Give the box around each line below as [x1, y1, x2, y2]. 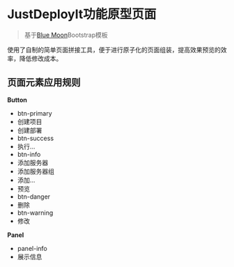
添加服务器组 [17, 167, 54, 175]
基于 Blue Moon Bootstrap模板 [24, 31, 108, 39]
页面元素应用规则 [7, 77, 81, 89]
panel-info [17, 244, 47, 252]
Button [7, 96, 28, 104]
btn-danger [17, 192, 51, 201]
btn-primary [17, 109, 52, 117]
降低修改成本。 [19, 54, 63, 63]
